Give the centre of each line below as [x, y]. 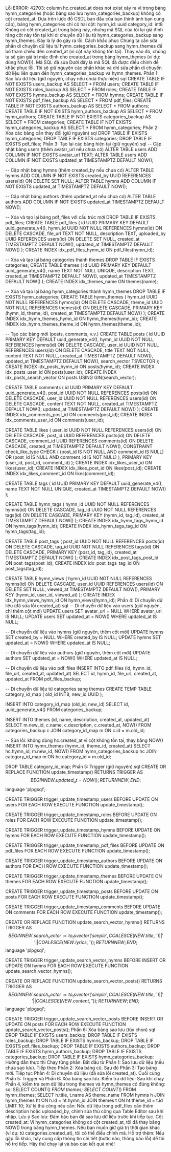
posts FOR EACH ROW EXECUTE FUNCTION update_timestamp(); [75, 897]
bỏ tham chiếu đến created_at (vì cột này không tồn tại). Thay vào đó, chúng [86, 51]
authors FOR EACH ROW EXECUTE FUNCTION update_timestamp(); [77, 866]
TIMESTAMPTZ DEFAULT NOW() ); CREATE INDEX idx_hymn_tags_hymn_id [84, 520]
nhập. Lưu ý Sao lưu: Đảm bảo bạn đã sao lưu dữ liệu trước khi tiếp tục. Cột [84, 1117]
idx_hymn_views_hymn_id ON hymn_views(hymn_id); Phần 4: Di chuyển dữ [84, 600]
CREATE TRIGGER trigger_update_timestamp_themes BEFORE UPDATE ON [84, 876]
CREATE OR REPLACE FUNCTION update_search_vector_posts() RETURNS [84, 981]
